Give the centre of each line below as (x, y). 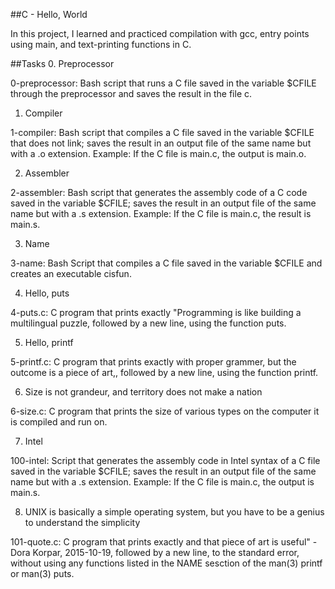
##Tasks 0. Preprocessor (62, 63)
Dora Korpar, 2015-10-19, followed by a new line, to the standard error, (155, 552)
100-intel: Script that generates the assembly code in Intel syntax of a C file (165, 460)
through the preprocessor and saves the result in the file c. (131, 93)
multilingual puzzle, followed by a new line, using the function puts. (148, 323)
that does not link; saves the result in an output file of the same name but (161, 143)
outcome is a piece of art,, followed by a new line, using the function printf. (164, 372)
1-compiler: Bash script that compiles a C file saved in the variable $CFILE (162, 132)
